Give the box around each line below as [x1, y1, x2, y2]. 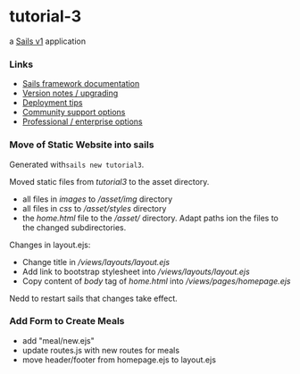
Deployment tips [21, 97, 83, 108]
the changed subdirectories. [21, 221, 127, 233]
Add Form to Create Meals [9, 315, 125, 328]
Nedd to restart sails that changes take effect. [9, 293, 179, 303]
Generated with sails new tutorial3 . [9, 159, 145, 170]
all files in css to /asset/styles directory [21, 203, 167, 213]
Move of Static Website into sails [9, 138, 154, 151]
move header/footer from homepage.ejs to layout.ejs [21, 354, 217, 365]
